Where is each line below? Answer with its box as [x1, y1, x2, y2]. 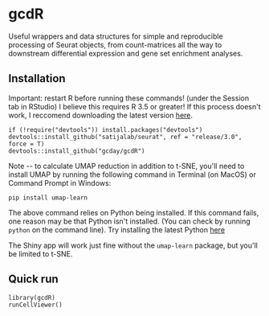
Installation [8, 72, 66, 85]
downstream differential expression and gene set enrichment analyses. [8, 48, 243, 58]
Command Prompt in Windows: [8, 178, 112, 187]
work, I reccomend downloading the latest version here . [8, 110, 194, 120]
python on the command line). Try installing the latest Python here [8, 224, 226, 234]
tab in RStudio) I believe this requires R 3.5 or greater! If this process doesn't [8, 101, 261, 111]
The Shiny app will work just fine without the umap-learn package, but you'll [8, 240, 259, 250]
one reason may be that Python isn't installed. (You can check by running [8, 216, 251, 226]
